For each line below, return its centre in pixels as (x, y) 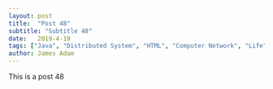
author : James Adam (41, 53)
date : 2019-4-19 (39, 38)
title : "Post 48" (39, 23)
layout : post (30, 16)
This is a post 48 (37, 76)
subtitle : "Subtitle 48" (50, 31)
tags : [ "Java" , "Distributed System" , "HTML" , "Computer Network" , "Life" (138, 46)
